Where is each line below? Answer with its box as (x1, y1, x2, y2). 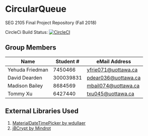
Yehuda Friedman (7, 66, 48, 73)
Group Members (5, 43, 57, 52)
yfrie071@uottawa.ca (86, 66, 138, 73)
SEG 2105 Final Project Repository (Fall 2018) (5, 20, 97, 26)
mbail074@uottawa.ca (86, 82, 140, 89)
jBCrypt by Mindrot (12, 125, 51, 131)
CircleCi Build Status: (5, 29, 48, 35)
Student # (56, 58, 80, 65)
